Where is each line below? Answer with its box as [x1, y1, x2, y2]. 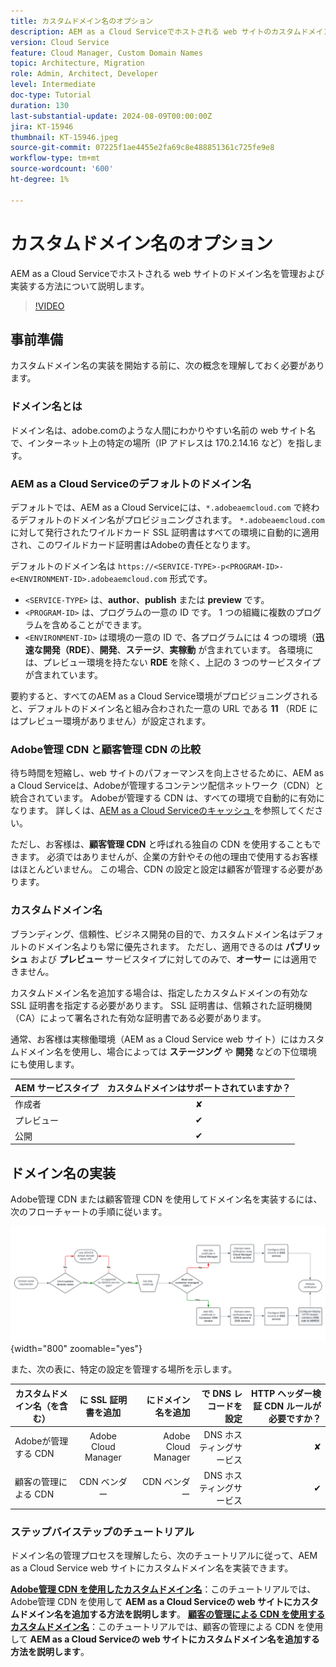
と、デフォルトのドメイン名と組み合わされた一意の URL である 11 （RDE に [10, 702, 318, 714]
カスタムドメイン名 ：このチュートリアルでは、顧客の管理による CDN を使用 [10, 1621, 324, 1632]
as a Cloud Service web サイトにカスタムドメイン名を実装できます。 [10, 1562, 294, 1574]
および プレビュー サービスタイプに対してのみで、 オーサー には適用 [29, 953, 309, 965]
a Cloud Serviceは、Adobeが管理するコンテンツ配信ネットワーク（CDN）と [10, 780, 324, 792]
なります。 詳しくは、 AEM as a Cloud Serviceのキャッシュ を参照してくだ [10, 805, 315, 817]
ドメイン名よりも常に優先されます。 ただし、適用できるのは [36, 940, 283, 952]
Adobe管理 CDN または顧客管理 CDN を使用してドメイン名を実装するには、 [10, 1193, 323, 1205]
